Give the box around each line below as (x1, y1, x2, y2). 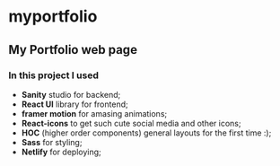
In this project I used (8, 69, 100, 82)
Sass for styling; (21, 136, 83, 147)
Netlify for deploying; (21, 146, 102, 157)
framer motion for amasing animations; (21, 108, 168, 118)
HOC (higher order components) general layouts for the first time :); (21, 127, 272, 138)
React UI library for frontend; (21, 99, 128, 109)
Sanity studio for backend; (21, 89, 121, 100)
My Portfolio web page (8, 42, 138, 57)
